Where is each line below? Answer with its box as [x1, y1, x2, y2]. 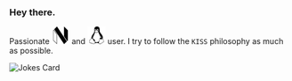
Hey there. [9, 6, 56, 18]
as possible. [9, 46, 53, 56]
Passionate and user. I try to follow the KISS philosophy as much [9, 36, 284, 47]
